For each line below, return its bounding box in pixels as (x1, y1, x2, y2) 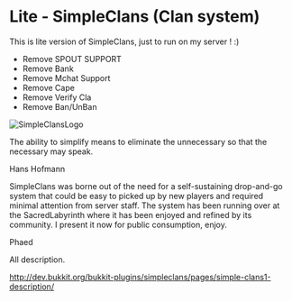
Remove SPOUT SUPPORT (22, 53, 122, 64)
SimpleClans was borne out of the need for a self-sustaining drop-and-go (9, 180, 283, 191)
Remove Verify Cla (22, 92, 92, 103)
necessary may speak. (9, 146, 94, 157)
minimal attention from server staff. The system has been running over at (9, 200, 280, 211)
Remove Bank (22, 63, 74, 74)
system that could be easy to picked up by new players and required (9, 190, 264, 201)
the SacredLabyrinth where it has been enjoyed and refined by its (9, 209, 252, 220)
